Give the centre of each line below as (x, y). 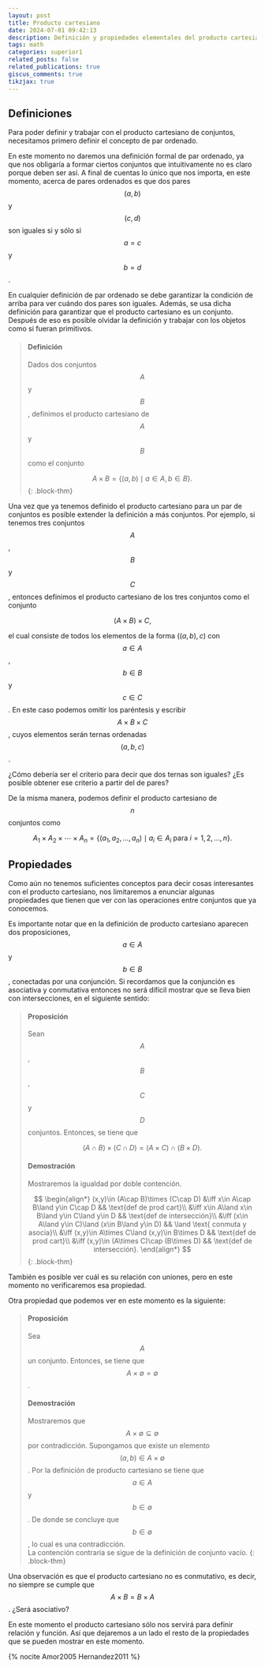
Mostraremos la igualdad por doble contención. (105, 1184)
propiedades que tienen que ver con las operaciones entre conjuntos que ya (132, 900)
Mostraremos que (56, 1420)
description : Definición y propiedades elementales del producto (118, 37)
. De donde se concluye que (73, 1519)
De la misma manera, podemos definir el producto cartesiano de (113, 798)
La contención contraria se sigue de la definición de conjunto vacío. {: (141, 1552)
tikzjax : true (32, 81)
